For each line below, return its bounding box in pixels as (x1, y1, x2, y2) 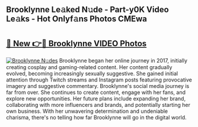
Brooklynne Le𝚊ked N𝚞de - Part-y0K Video (6, 5, 169, 15)
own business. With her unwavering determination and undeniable (6, 108, 168, 115)
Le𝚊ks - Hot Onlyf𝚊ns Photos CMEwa (6, 14, 147, 24)
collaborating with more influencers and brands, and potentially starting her (6, 102, 191, 108)
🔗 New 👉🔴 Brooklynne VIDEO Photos (6, 38, 147, 48)
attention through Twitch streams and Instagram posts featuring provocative (6, 76, 193, 83)
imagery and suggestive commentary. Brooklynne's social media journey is (6, 83, 190, 89)
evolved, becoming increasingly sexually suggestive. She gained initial (6, 70, 178, 77)
